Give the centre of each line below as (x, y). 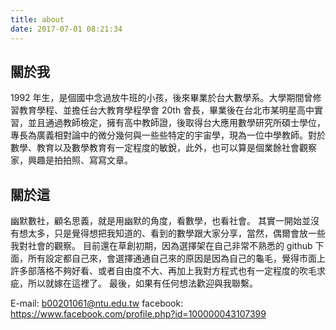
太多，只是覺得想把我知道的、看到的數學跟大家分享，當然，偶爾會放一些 (176, 233)
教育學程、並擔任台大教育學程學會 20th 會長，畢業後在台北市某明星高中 (166, 110)
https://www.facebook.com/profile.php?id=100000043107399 (138, 314)
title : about (37, 19)
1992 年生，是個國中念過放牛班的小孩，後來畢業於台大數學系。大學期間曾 (161, 98)
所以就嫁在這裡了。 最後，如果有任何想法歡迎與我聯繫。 (142, 283)
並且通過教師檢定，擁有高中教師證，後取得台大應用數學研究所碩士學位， (176, 123)
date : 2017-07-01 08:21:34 (66, 29)
